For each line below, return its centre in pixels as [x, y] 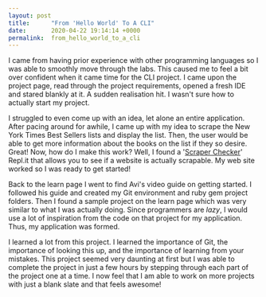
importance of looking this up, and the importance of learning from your [126, 251]
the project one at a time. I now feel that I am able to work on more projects [131, 276]
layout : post [30, 16]
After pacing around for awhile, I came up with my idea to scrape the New [129, 127]
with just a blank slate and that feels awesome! [85, 284]
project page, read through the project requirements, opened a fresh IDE [127, 86]
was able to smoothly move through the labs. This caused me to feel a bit [128, 69]
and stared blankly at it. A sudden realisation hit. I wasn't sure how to [121, 94]
